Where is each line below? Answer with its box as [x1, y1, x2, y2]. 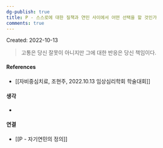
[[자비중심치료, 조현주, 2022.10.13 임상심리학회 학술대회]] [14, 77, 151, 85]
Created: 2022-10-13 [6, 37, 59, 44]
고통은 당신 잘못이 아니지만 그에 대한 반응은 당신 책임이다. [21, 49, 157, 56]
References [6, 63, 36, 70]
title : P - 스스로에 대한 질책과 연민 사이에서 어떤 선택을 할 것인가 [6, 14, 157, 21]
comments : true [6, 20, 45, 26]
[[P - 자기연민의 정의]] [14, 135, 68, 143]
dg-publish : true [6, 8, 50, 15]
